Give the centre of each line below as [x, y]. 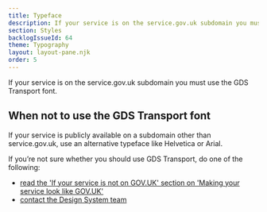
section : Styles [35, 30]
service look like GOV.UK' [62, 191]
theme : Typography [39, 45]
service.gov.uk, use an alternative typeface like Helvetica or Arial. [116, 143]
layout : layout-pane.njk [49, 52]
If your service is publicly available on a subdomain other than [110, 135]
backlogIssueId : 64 [41, 38]
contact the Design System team [73, 199]
